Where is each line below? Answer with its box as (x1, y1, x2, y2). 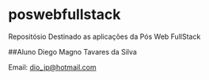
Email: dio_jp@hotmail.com (8, 62, 97, 72)
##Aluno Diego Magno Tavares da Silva (8, 47, 137, 56)
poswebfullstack (8, 6, 121, 24)
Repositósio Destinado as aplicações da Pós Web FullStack (8, 32, 201, 41)
